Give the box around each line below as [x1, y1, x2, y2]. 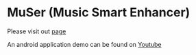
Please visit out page [7, 27, 66, 35]
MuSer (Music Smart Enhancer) [7, 5, 191, 20]
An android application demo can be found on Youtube [7, 40, 162, 48]
